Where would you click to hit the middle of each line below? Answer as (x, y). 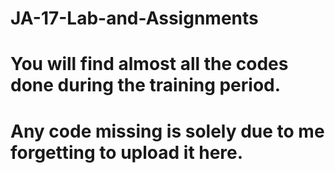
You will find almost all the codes (149, 64)
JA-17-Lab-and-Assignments (134, 18)
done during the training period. (146, 85)
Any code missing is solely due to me (167, 131)
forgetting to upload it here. (127, 152)
